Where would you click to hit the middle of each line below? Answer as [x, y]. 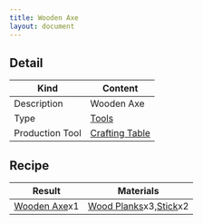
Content [121, 89]
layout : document [42, 26]
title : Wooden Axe [44, 18]
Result [46, 191]
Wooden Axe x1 [47, 207]
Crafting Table [121, 133]
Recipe [29, 166]
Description [39, 103]
